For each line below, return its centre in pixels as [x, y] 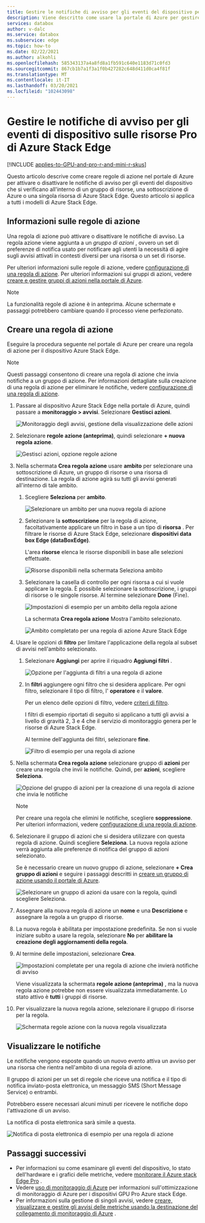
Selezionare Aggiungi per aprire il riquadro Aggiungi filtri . [99, 661]
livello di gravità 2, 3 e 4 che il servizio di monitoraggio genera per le [111, 721]
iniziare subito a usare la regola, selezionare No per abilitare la [94, 936]
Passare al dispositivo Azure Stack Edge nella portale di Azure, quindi [103, 406]
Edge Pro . [29, 1181]
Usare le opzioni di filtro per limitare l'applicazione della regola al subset [106, 643]
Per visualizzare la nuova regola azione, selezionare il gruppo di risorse [105, 1009]
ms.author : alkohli [32, 57]
